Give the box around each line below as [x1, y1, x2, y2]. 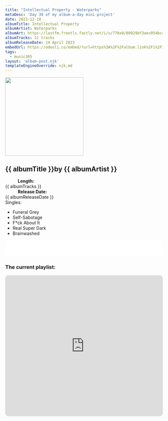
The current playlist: [5, 263, 56, 270]
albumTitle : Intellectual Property [5, 21, 79, 27]
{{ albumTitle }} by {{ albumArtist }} [5, 165, 117, 173]
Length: [17, 178, 34, 184]
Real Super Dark [12, 225, 46, 231]
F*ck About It [12, 219, 40, 226]
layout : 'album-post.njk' [5, 59, 59, 64]
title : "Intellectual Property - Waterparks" [5, 7, 101, 13]
